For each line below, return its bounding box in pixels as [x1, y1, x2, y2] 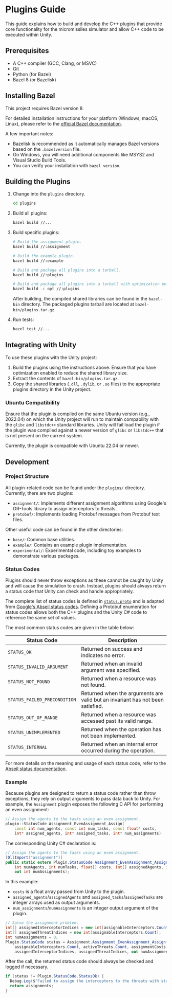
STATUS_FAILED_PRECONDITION [8, 697, 76, 703]
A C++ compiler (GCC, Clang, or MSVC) [12, 60, 97, 66]
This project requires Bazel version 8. [5, 105, 84, 111]
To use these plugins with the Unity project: [5, 354, 97, 361]
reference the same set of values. [5, 615, 76, 621]
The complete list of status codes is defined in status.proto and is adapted [5, 598, 164, 604]
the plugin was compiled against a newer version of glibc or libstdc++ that [5, 427, 164, 433]
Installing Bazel [5, 92, 55, 100]
